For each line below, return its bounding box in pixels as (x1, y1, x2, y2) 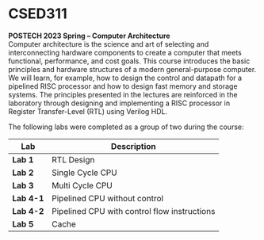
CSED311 (8, 5, 67, 23)
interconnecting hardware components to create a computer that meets (8, 48, 242, 57)
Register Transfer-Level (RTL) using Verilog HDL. (8, 106, 168, 116)
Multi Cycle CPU (51, 180, 113, 191)
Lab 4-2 (12, 205, 44, 216)
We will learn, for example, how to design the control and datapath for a (8, 73, 243, 82)
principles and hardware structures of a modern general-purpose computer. (8, 64, 257, 74)
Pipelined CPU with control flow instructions (51, 205, 216, 216)
